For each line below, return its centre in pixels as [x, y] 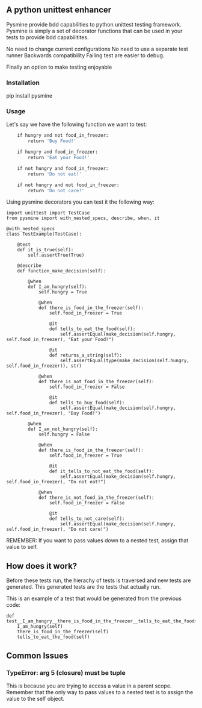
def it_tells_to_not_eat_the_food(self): [102, 471]
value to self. [22, 547]
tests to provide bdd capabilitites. [47, 37]
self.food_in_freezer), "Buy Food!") [54, 413]
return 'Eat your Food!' [59, 158]
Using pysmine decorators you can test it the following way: [80, 202]
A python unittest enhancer [59, 10]
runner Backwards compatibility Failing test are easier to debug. [85, 55]
